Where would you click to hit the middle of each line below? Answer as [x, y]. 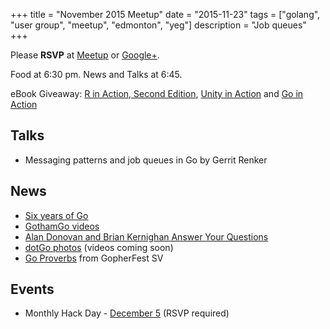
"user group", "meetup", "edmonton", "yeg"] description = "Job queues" [158, 25]
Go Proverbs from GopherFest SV [94, 258]
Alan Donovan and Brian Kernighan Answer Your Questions [146, 236]
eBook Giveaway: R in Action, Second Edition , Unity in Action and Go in [157, 93]
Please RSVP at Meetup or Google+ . [85, 55]
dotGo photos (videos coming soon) [99, 247]
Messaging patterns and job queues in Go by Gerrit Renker [146, 160]
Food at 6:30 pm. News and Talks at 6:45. [96, 74]
